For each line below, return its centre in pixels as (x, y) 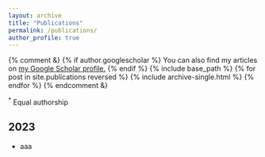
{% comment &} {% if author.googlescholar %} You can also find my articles (133, 60)
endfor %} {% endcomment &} (58, 86)
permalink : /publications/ (53, 30)
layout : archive (35, 15)
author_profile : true (44, 38)
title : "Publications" (46, 23)
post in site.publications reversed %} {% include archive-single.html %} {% (131, 77)
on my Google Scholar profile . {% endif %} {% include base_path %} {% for (132, 69)
